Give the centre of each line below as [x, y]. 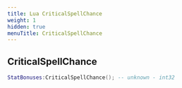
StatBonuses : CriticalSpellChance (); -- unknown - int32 [91, 78]
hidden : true [26, 27]
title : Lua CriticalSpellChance [55, 14]
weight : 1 [22, 20]
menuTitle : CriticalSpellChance [55, 33]
